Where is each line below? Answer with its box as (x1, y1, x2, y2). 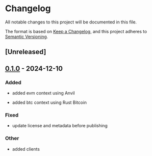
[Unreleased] (5, 48, 47, 56)
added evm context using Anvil (12, 90, 75, 96)
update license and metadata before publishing (12, 123, 108, 129)
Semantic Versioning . (5, 34, 48, 39)
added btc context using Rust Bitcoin (12, 99, 87, 105)
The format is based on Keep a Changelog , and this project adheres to (5, 28, 147, 34)
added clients (12, 146, 40, 152)
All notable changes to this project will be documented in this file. (5, 19, 137, 25)
